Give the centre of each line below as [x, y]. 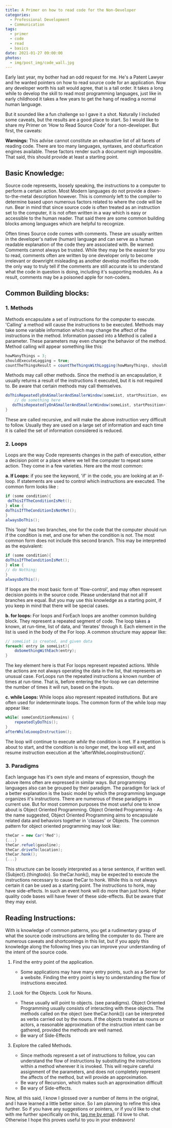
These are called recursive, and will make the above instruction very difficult [86, 419]
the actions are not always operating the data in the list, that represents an [84, 671]
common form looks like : [32, 487]
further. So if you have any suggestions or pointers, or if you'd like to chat [83, 1109]
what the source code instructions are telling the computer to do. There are [84, 936]
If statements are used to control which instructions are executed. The [91, 481]
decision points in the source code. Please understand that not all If [76, 595]
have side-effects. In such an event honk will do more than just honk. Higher [86, 891]
